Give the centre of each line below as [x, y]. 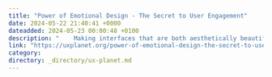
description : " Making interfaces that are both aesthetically [123, 38]
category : [25, 53]
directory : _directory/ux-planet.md [70, 61]
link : [17, 46]
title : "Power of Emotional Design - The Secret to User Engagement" [128, 16]
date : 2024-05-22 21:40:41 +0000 [65, 23]
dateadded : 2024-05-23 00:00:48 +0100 [74, 30]
